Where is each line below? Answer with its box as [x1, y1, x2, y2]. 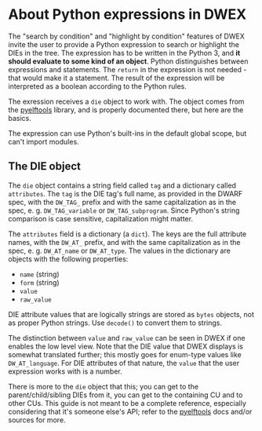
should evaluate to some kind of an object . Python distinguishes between [8, 57, 249, 66]
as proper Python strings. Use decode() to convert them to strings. [8, 318, 222, 327]
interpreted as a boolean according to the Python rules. [8, 81, 187, 91]
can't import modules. [8, 137, 80, 146]
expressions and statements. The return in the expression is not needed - [8, 64, 247, 74]
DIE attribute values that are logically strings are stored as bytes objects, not [8, 309, 255, 319]
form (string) [19, 277, 60, 287]
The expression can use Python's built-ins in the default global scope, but [8, 128, 247, 138]
